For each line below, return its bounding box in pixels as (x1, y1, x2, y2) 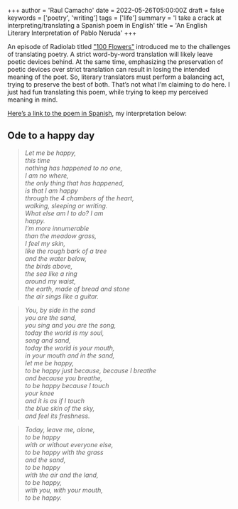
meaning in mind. (7, 95, 58, 104)
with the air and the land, (24, 471, 99, 479)
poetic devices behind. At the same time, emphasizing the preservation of (7, 58, 224, 66)
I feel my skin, (24, 239, 66, 247)
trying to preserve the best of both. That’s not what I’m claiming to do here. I (7, 80, 230, 88)
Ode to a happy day (7, 129, 95, 141)
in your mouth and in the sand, (24, 351, 115, 360)
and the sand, (24, 455, 66, 464)
